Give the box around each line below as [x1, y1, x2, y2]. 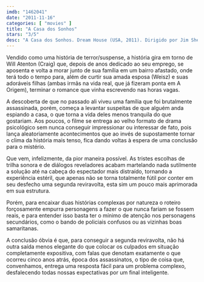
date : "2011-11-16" [6, 15, 56, 21]
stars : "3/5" [6, 32, 39, 38]
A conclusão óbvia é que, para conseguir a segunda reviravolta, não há [6, 236, 185, 244]
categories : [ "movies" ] [6, 20, 72, 26]
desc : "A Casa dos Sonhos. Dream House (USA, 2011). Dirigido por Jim [6, 37, 189, 43]
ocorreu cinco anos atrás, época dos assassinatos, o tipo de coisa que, [6, 256, 185, 263]
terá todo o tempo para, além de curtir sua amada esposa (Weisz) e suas [6, 74, 188, 80]
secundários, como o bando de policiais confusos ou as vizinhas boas [6, 218, 182, 225]
